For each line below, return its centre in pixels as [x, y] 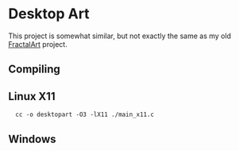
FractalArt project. [38, 44]
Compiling [35, 70]
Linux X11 [32, 96]
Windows [32, 139]
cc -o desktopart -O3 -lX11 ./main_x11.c [85, 115]
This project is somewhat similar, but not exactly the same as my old [120, 36]
